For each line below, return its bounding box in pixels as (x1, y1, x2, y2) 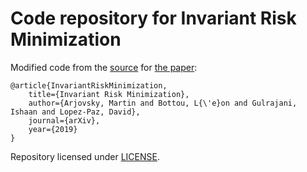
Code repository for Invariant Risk (10, 7, 297, 30)
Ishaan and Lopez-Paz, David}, (10, 107, 141, 117)
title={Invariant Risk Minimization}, (28, 89, 190, 99)
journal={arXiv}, (28, 115, 101, 126)
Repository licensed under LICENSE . (10, 150, 160, 162)
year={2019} (28, 124, 78, 134)
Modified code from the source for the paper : (10, 61, 198, 73)
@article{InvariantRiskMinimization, (10, 80, 168, 91)
